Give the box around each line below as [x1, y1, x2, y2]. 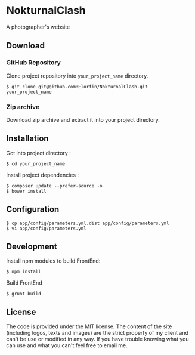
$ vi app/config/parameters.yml [6, 225, 86, 231]
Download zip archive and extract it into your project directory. [6, 116, 160, 123]
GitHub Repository [6, 58, 61, 67]
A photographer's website [6, 23, 70, 30]
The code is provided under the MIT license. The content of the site [6, 323, 172, 330]
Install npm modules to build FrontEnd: [6, 257, 101, 264]
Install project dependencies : [6, 171, 79, 178]
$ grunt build [6, 291, 42, 297]
